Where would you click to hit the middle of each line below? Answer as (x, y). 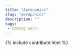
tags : (11, 24)
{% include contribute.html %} (37, 42)
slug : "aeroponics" (26, 14)
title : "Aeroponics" (27, 10)
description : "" (22, 19)
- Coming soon (22, 28)
